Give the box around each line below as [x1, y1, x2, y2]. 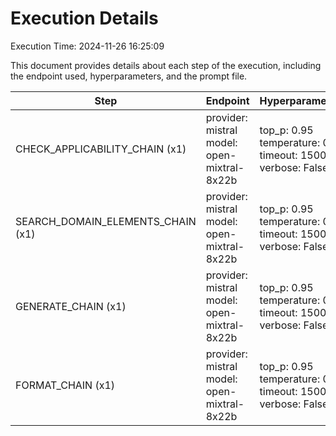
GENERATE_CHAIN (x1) [15, 299, 127, 313]
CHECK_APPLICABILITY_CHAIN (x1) [15, 142, 187, 156]
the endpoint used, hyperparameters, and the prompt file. [10, 70, 248, 82]
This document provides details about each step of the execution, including [10, 59, 322, 71]
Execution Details [10, 7, 159, 30]
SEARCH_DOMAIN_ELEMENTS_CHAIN [15, 214, 197, 228]
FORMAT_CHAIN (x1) [15, 378, 116, 392]
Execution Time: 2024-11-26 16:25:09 [10, 40, 165, 52]
